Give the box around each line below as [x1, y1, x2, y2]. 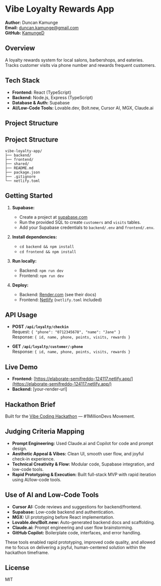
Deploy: [12, 282, 29, 288]
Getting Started [5, 192, 53, 200]
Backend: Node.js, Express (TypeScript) [12, 94, 93, 101]
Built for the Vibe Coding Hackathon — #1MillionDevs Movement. [5, 413, 135, 419]
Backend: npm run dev [19, 267, 64, 273]
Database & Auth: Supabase [12, 100, 70, 105]
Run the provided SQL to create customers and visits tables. [19, 219, 141, 225]
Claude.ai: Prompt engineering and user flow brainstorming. [12, 525, 133, 530]
